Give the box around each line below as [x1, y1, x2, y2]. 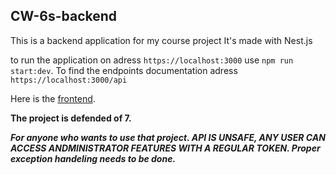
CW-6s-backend [10, 8, 118, 25]
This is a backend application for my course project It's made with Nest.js [10, 34, 313, 46]
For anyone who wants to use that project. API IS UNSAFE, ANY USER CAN [10, 131, 326, 143]
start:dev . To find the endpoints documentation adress [10, 64, 238, 76]
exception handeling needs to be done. [10, 152, 177, 164]
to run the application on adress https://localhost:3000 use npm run [10, 54, 294, 66]
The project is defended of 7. [10, 112, 132, 124]
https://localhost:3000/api [10, 75, 128, 85]
